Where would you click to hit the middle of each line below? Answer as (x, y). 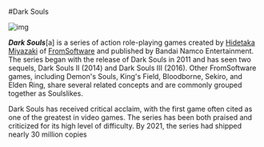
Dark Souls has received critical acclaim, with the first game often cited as (130, 109)
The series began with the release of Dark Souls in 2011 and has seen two (130, 60)
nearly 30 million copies (48, 134)
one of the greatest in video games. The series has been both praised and (130, 117)
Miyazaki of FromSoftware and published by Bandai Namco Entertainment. (131, 51)
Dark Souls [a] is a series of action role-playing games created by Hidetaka (132, 42)
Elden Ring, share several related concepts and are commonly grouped (125, 85)
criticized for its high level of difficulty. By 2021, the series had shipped (125, 126)
